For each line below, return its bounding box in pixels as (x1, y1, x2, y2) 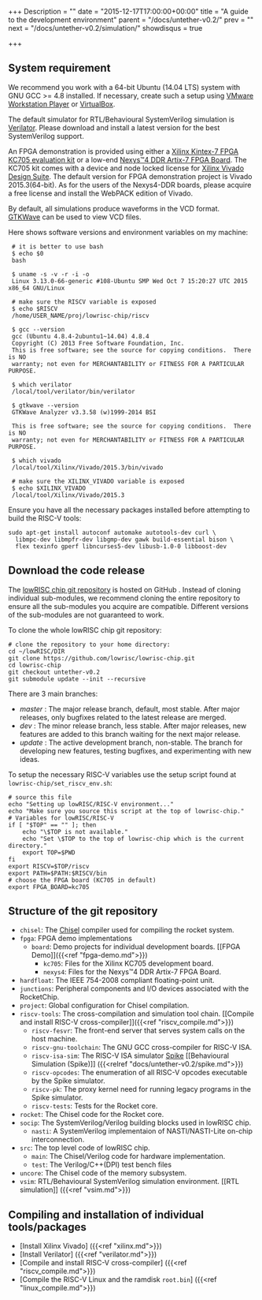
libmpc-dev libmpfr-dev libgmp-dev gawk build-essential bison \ (15, 536, 234, 544)
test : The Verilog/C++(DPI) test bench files (31, 1160, 172, 1170)
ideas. (19, 754, 40, 764)
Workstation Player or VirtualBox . (8, 99, 116, 109)
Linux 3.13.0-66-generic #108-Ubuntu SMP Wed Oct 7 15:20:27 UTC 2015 (11, 277, 248, 285)
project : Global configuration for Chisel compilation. (19, 1001, 190, 1010)
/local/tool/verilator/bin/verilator (11, 387, 135, 395)
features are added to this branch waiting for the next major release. (19, 729, 242, 738)
